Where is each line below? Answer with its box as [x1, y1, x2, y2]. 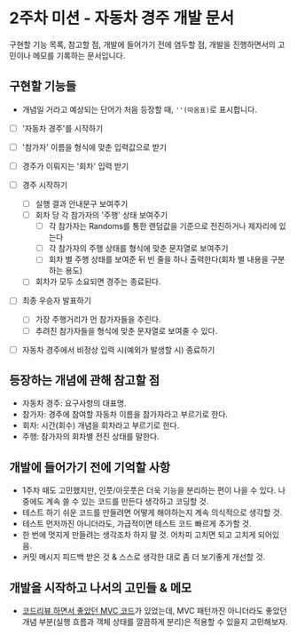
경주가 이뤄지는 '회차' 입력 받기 [21, 161, 129, 171]
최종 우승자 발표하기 [21, 295, 91, 306]
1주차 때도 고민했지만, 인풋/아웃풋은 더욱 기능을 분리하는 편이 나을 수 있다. [21, 485, 277, 496]
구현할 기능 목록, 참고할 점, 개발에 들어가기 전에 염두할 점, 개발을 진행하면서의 [9, 39, 277, 50]
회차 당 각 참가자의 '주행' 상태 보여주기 [35, 210, 168, 220]
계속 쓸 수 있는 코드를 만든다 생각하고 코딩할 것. [45, 496, 209, 507]
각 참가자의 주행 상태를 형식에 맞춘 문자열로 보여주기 [48, 243, 229, 254]
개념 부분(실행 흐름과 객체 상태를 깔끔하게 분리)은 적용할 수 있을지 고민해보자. [21, 616, 288, 627]
